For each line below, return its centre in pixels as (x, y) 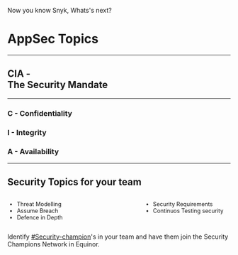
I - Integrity (27, 132)
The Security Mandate (58, 85)
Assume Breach (38, 211)
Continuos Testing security (188, 211)
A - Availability (33, 151)
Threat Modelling (39, 204)
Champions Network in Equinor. (54, 244)
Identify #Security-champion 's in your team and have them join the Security (118, 237)
